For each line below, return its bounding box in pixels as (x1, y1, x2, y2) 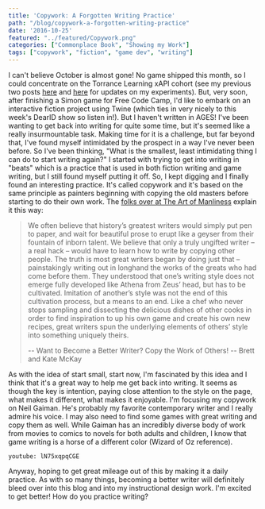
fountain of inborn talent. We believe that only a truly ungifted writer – (27, 237, 255, 247)
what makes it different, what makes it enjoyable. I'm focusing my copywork (8, 395, 256, 404)
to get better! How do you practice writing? (8, 492, 149, 501)
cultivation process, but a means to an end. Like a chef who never (27, 297, 244, 306)
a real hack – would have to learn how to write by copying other (27, 246, 236, 255)
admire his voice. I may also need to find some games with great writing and (8, 412, 258, 421)
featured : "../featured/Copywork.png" (8, 33, 136, 42)
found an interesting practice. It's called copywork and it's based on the (8, 180, 244, 189)
